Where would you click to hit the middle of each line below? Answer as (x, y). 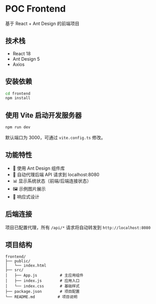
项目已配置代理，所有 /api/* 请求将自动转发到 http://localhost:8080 (78, 227)
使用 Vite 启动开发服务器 (44, 115)
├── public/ (18, 261)
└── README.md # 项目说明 (41, 297)
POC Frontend (36, 9)
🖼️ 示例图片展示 (29, 188)
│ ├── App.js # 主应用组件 (44, 276)
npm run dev (18, 127)
